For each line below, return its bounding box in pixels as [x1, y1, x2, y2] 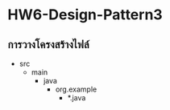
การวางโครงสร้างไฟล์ [7, 38, 89, 51]
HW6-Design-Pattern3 [7, 6, 163, 24]
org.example [55, 84, 97, 94]
